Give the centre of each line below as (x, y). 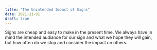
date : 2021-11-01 (23, 14)
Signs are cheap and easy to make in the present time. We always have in (78, 33)
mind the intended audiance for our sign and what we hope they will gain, (78, 37)
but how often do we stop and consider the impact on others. (66, 43)
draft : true (17, 18)
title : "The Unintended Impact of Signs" (48, 9)
